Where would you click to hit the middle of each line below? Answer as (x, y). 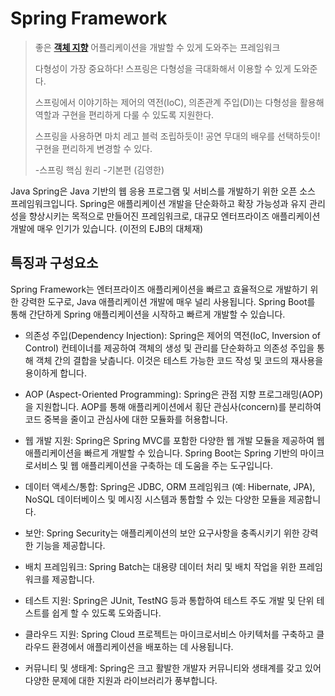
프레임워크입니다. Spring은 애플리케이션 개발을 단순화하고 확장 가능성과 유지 (159, 203)
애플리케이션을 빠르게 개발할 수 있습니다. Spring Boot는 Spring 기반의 (161, 453)
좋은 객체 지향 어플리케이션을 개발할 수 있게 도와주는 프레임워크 (157, 47)
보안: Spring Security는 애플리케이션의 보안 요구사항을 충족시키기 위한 (162, 533)
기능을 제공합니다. (70, 545)
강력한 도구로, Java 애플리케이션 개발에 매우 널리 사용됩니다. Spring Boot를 (168, 301)
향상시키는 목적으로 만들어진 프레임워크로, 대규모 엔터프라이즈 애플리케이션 (174, 216)
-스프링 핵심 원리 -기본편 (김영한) (99, 169)
